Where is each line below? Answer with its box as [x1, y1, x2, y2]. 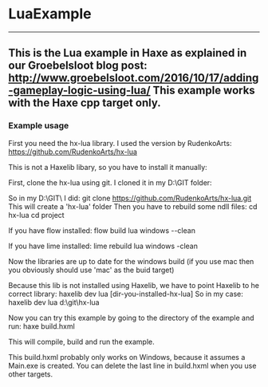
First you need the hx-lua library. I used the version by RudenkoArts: [8, 138, 232, 148]
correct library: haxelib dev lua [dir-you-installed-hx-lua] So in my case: [8, 289, 243, 298]
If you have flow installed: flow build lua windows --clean [8, 225, 195, 235]
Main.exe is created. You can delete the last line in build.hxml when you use [8, 361, 257, 370]
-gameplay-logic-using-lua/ [8, 84, 151, 97]
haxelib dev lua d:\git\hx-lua [8, 297, 100, 307]
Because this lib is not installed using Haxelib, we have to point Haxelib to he [8, 280, 259, 290]
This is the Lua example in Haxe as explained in [8, 46, 247, 60]
